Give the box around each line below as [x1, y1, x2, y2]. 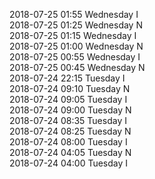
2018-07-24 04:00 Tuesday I [9, 157, 129, 169]
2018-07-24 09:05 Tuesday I [9, 94, 128, 105]
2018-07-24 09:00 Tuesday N [9, 104, 132, 116]
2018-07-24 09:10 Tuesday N [9, 83, 131, 94]
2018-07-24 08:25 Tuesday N [9, 125, 132, 137]
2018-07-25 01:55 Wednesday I [9, 9, 139, 20]
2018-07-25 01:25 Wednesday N [9, 19, 143, 31]
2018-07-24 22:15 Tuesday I [9, 72, 126, 84]
